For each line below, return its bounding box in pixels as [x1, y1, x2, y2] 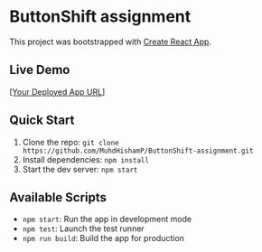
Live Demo [9, 62, 70, 78]
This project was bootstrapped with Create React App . [9, 36, 212, 47]
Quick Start [9, 113, 75, 128]
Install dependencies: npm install [22, 154, 149, 164]
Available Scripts [9, 190, 107, 205]
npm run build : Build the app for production [22, 233, 185, 244]
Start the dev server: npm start [22, 163, 138, 174]
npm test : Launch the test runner [22, 223, 145, 234]
